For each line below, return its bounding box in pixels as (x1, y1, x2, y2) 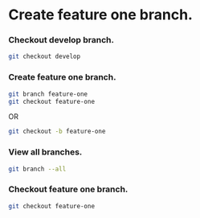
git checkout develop (8, 52, 81, 61)
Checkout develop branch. (8, 35, 115, 46)
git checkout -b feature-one (8, 127, 106, 136)
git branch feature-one (8, 90, 88, 98)
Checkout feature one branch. (8, 183, 129, 195)
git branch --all (8, 165, 67, 173)
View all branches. (8, 146, 83, 158)
